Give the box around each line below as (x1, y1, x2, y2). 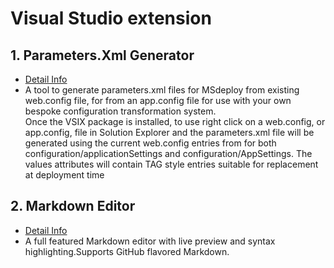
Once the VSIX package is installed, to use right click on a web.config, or (24, 116, 326, 127)
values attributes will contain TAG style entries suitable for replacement (24, 158, 319, 170)
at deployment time (24, 169, 105, 181)
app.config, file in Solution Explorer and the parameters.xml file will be (24, 127, 315, 138)
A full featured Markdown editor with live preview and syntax (24, 235, 276, 247)
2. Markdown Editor (10, 198, 136, 215)
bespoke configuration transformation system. (24, 105, 217, 117)
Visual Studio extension (10, 7, 212, 30)
